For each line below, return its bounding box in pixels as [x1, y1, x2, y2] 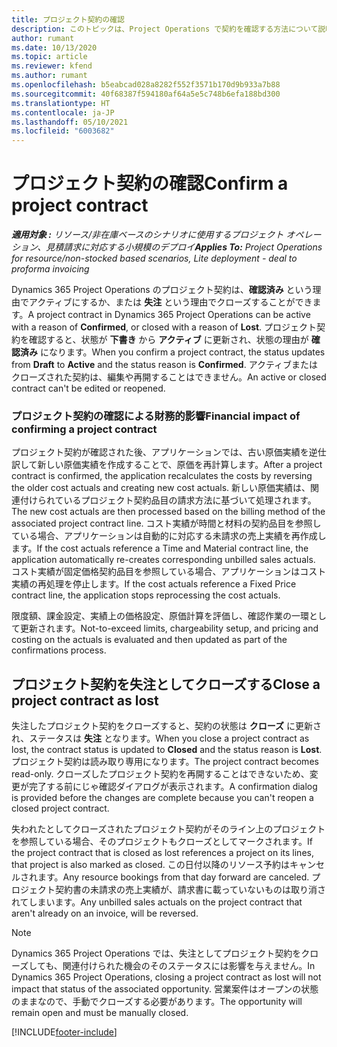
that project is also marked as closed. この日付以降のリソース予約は [11, 859, 291, 871]
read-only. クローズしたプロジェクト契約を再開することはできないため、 [11, 768, 310, 780]
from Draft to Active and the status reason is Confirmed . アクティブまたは [11, 359, 319, 371]
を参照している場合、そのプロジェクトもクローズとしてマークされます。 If [11, 836, 314, 848]
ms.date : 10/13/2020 [11, 42, 98, 53]
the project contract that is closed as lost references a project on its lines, [11, 847, 314, 859]
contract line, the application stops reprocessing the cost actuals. [11, 589, 281, 601]
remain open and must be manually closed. [11, 1007, 189, 1019]
